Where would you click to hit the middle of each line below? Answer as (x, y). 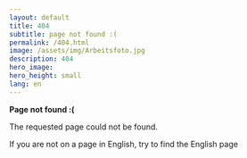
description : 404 (41, 59)
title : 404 (29, 26)
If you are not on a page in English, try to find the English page (124, 144)
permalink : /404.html (49, 42)
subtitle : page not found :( (63, 34)
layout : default (39, 17)
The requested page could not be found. (84, 127)
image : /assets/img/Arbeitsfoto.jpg (77, 51)
